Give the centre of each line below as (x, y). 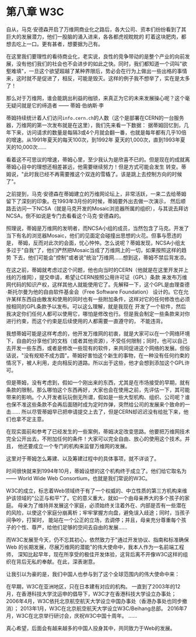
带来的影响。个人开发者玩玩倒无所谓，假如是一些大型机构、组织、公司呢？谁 (98, 397)
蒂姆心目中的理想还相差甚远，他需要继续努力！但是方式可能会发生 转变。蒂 (96, 167)
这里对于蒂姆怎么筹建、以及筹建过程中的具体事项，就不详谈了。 (83, 458)
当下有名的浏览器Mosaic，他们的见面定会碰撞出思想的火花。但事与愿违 (91, 235)
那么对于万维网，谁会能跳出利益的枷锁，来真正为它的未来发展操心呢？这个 (95, 98)
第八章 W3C (35, 12)
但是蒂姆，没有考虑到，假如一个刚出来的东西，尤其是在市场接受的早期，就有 (98, 382)
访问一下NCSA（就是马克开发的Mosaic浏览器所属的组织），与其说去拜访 (102, 208)
